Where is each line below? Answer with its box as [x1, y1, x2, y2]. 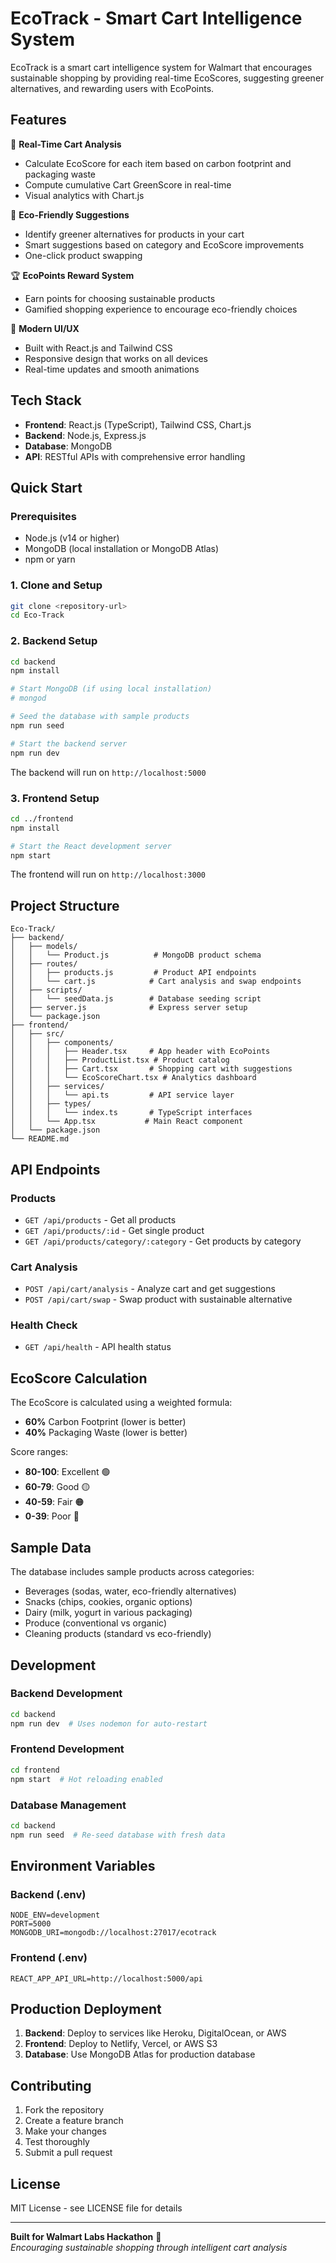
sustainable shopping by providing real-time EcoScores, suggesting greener [10, 72, 325, 84]
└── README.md [10, 1134, 70, 1144]
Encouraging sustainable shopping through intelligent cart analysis [10, 2242, 288, 2254]
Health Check [10, 1318, 78, 1332]
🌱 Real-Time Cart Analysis [10, 138, 122, 150]
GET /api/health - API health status [24, 1341, 172, 1353]
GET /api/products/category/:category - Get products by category [24, 1235, 302, 1247]
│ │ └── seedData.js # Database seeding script [10, 994, 262, 1004]
